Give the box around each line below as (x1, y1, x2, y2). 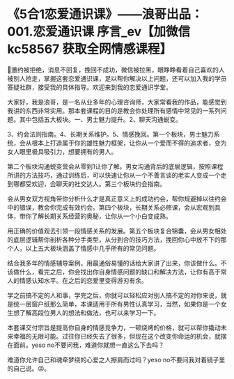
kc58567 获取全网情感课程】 (7, 41, 173, 57)
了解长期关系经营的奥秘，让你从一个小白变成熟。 (31, 212, 172, 220)
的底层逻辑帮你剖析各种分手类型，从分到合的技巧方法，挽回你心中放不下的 (7, 235, 221, 244)
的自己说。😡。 (7, 364, 51, 373)
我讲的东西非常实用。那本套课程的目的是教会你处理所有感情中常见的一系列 (7, 106, 221, 115)
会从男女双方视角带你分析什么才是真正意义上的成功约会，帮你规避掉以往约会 (7, 194, 227, 203)
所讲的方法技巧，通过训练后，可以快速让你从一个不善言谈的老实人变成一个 (7, 171, 221, 179)
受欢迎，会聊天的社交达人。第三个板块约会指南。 (25, 179, 166, 188)
